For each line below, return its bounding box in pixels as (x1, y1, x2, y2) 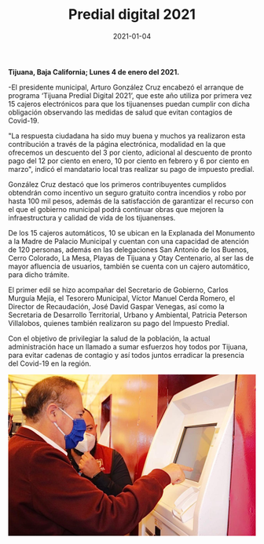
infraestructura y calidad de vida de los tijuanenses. (8, 213, 176, 222)
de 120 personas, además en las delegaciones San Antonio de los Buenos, (8, 245, 249, 254)
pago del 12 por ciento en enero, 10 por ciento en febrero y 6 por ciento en (8, 155, 250, 166)
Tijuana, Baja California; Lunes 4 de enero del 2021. (8, 67, 180, 76)
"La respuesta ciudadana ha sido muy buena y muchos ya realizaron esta (8, 131, 246, 141)
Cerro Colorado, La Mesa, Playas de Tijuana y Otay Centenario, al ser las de (8, 253, 254, 262)
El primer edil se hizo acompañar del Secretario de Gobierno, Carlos (8, 285, 229, 294)
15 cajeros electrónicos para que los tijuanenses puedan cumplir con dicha (8, 99, 250, 108)
